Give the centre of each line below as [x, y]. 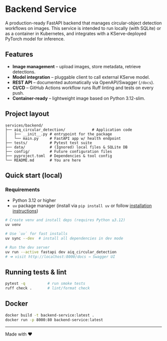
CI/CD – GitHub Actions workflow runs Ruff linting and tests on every [83, 88]
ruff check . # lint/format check [48, 288]
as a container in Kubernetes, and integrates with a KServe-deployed [76, 33]
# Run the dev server [28, 247]
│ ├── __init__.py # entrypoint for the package [59, 134]
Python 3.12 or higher [34, 201]
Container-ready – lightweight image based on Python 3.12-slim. [79, 98]
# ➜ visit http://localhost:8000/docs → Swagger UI [60, 257]
